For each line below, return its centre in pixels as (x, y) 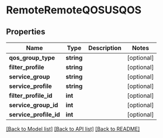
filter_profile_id (31, 95)
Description (105, 48)
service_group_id (34, 105)
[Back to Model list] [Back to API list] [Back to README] (73, 129)
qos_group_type (32, 58)
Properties (26, 32)
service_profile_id (34, 114)
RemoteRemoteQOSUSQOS (74, 10)
